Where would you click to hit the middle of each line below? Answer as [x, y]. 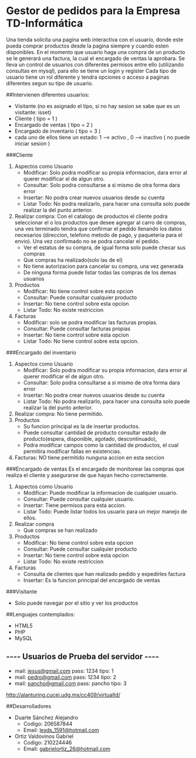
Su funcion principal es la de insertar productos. [82, 426]
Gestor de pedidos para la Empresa [93, 11]
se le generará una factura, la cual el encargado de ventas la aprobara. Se [95, 58]
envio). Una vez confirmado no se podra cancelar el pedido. [87, 241]
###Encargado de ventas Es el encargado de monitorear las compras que [95, 469]
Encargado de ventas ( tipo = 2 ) [54, 125]
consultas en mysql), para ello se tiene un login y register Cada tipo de [92, 71]
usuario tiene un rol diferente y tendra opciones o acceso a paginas [88, 77]
